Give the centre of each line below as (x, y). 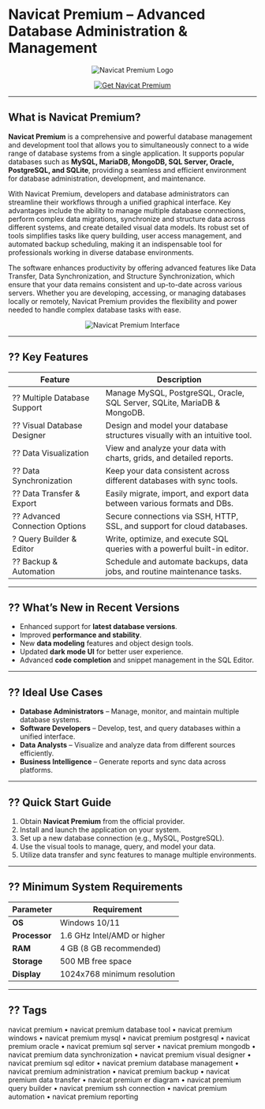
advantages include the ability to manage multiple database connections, (127, 210)
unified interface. (47, 736)
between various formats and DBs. (170, 503)
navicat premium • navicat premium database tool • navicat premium (120, 1029)
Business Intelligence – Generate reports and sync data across (123, 762)
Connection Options (49, 526)
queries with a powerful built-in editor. (177, 549)
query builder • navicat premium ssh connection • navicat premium (118, 1088)
